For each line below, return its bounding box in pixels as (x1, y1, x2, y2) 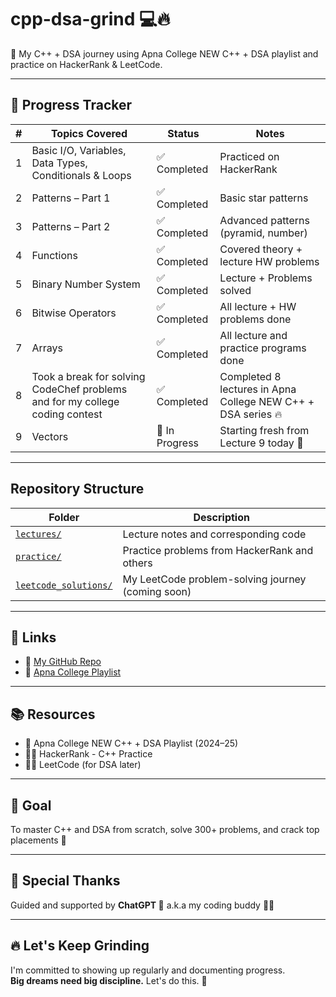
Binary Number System (31, 277, 141, 291)
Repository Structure (10, 481, 145, 498)
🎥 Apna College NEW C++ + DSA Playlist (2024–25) (24, 737, 239, 750)
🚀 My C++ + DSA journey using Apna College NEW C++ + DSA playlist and (10, 47, 319, 60)
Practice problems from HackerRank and (122, 543, 314, 557)
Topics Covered (50, 126, 128, 140)
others (122, 556, 153, 570)
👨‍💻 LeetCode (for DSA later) (24, 759, 142, 771)
